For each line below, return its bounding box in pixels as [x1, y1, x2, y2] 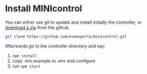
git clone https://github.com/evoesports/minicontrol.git [5, 34, 127, 39]
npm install [12, 53, 37, 58]
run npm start [12, 63, 40, 69]
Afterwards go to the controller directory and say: [5, 43, 106, 49]
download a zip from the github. [5, 24, 70, 30]
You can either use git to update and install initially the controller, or [5, 19, 142, 25]
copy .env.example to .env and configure [12, 58, 96, 64]
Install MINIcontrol [5, 3, 82, 14]
